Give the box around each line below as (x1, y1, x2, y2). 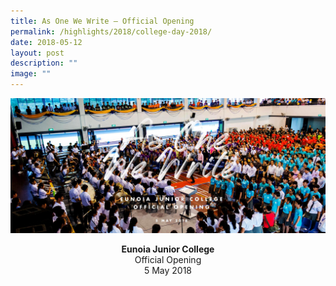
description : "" (10, 58, 78, 69)
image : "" (10, 69, 52, 79)
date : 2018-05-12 (10, 37, 83, 47)
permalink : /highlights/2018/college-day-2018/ (10, 26, 213, 37)
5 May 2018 (143, 264, 193, 276)
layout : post (10, 48, 65, 58)
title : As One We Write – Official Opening (10, 16, 195, 26)
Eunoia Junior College (121, 243, 215, 255)
